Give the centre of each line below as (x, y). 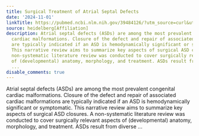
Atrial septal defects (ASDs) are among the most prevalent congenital (91, 89)
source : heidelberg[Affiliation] (47, 28)
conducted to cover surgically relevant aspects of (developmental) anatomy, (99, 120)
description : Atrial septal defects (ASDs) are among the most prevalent (99, 34)
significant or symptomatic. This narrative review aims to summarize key (94, 108)
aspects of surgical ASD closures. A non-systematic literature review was (96, 114)
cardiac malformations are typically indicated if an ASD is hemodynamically (98, 102)
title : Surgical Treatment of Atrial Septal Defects (73, 12)
